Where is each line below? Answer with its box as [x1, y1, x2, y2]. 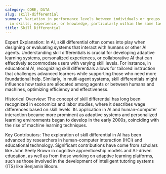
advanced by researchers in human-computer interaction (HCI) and [5, 137, 142, 143]
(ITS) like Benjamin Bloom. [5, 164, 59, 170]
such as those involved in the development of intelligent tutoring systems [5, 158, 154, 164]
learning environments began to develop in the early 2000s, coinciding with [5, 117, 159, 123]
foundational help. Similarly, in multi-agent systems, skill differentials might [5, 76, 158, 82]
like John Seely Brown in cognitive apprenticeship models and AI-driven [5, 148, 152, 154]
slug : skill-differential [5, 12, 58, 17]
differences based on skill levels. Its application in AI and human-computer [5, 107, 157, 113]
